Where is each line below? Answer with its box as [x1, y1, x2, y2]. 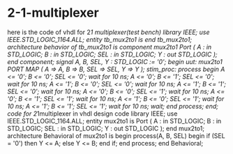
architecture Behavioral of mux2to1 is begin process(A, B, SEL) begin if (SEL [7, 131, 225, 140]
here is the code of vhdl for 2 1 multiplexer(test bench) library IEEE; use [7, 28, 210, 36]
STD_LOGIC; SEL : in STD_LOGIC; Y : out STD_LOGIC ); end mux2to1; [7, 124, 204, 132]
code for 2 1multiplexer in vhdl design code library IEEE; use [7, 109, 178, 118]
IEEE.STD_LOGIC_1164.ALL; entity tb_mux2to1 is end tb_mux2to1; [7, 35, 193, 43]
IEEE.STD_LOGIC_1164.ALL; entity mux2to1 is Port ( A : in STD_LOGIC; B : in [7, 116, 222, 125]
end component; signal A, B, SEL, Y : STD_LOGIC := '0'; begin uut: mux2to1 [7, 57, 223, 66]
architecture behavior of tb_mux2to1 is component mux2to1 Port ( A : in [7, 43, 212, 51]
